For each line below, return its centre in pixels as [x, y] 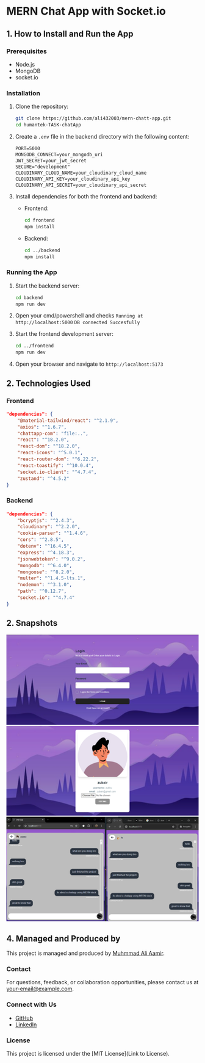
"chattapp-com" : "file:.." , [53, 434]
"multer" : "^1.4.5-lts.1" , [52, 578]
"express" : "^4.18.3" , [46, 553]
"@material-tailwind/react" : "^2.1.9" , [68, 420]
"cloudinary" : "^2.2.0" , [49, 527]
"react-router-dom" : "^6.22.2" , [58, 459]
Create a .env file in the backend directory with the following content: [102, 136]
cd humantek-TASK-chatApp [48, 125]
